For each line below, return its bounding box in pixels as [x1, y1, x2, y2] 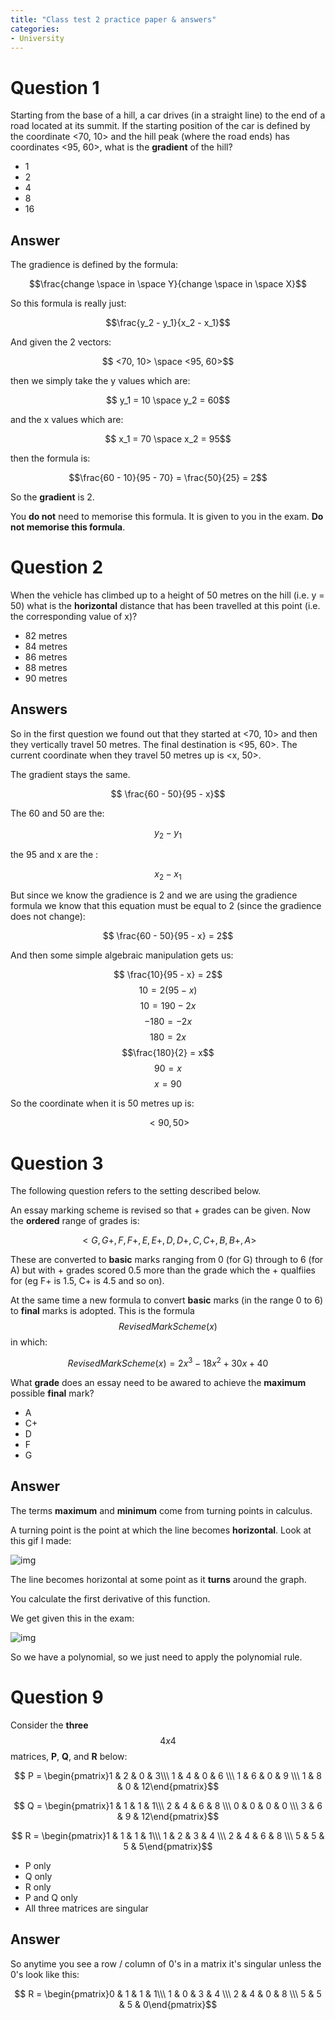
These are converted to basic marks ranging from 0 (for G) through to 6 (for [10, 1254, 324, 1266]
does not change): [10, 911, 86, 923]
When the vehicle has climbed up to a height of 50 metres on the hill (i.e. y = [10, 589, 325, 601]
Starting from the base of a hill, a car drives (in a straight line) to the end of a [10, 109, 326, 121]
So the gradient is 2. [10, 491, 95, 503]
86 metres [24, 651, 68, 663]
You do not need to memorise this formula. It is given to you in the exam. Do [10, 511, 324, 523]
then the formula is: [10, 452, 91, 465]
